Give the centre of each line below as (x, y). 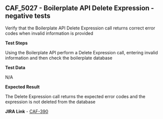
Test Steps (17, 43)
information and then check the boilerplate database (59, 58)
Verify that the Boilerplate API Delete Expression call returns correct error (80, 28)
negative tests (28, 16)
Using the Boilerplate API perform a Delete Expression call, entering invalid (81, 52)
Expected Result (22, 87)
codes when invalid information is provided (49, 33)
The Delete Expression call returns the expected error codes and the (75, 96)
